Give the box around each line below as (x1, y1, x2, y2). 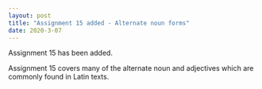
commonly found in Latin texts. (8, 72, 110, 82)
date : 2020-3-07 (8, 26, 62, 34)
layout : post (8, 11, 52, 20)
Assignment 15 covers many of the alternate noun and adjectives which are (8, 64, 254, 73)
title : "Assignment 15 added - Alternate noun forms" (8, 19, 191, 27)
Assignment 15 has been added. (8, 48, 114, 58)
